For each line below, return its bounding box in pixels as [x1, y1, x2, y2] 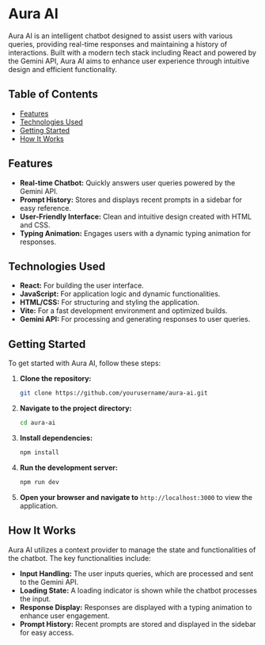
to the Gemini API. [19, 577, 79, 586]
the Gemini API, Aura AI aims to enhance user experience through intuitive [8, 56, 250, 66]
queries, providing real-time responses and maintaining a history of [8, 39, 228, 48]
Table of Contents [8, 88, 99, 101]
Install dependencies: [19, 433, 93, 442]
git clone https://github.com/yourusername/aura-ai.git [19, 389, 208, 397]
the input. [19, 593, 51, 603]
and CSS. [19, 219, 51, 230]
